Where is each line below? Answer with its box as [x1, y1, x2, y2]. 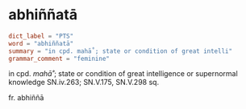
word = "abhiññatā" [8, 39, 74, 47]
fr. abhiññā [8, 93, 44, 103]
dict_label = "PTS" [8, 32, 74, 40]
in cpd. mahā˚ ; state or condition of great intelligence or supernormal [8, 69, 238, 79]
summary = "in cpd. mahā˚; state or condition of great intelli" [8, 46, 232, 55]
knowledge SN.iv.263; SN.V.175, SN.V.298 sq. [8, 78, 160, 87]
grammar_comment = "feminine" [8, 54, 110, 63]
